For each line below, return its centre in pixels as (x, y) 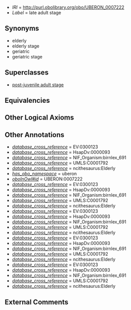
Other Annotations (35, 135)
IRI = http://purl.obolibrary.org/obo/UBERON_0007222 (68, 7)
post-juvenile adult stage (38, 85)
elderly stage (26, 46)
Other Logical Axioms (39, 118)
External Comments (37, 302)
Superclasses (27, 73)
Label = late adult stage (37, 13)
